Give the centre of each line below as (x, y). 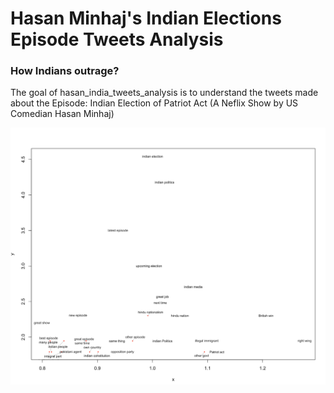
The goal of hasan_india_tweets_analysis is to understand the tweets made (164, 93)
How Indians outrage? (65, 71)
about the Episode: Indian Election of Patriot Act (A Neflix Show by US (154, 103)
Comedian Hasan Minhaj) (62, 114)
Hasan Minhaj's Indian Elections (146, 18)
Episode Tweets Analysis (117, 39)
